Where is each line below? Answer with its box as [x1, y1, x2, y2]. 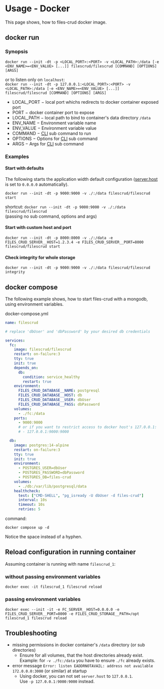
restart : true [23, 379, 52, 384]
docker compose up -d [5, 525, 50, 530]
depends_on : [14, 365, 38, 370]
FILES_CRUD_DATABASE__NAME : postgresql [18, 388, 100, 393]
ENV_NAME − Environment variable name [12, 120, 97, 126]
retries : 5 [18, 507, 41, 512]
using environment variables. [5, 301, 64, 307]
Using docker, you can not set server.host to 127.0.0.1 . [19, 673, 134, 679]
